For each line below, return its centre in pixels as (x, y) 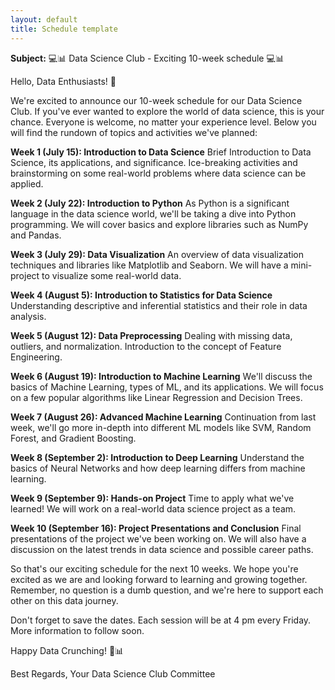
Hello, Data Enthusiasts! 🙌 (63, 81)
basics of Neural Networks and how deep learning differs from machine (158, 468)
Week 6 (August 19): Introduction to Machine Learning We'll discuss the (161, 376)
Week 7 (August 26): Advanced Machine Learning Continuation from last (163, 417)
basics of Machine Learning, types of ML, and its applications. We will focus (167, 387)
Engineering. (36, 357)
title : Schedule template (64, 29)
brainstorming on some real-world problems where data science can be (158, 173)
